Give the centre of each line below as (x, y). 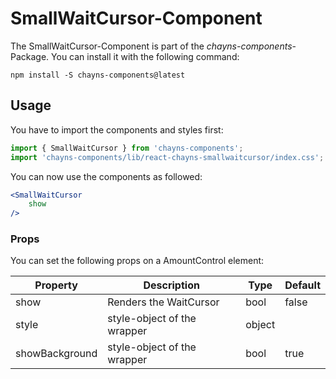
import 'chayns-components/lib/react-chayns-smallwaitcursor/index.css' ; (167, 157)
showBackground (56, 354)
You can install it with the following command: (145, 56)
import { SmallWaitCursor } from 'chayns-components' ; (127, 148)
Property (56, 285)
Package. (30, 56)
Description (171, 285)
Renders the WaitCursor (163, 302)
